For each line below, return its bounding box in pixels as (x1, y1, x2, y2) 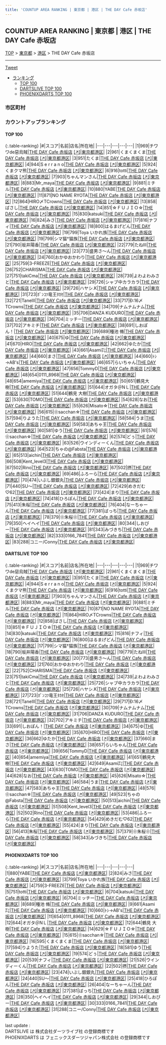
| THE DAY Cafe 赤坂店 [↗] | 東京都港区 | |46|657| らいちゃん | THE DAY (18, 359, 156, 365)
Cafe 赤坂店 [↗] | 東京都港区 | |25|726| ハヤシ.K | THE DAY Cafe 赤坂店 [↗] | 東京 (5, 686, 160, 692)
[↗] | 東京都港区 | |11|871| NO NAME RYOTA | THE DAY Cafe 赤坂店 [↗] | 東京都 (5, 193, 155, 199)
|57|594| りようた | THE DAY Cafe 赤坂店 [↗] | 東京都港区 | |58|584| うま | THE (5, 415, 155, 421)
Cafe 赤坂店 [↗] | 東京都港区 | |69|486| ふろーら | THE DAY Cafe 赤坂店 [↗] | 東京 (5, 471, 161, 477)
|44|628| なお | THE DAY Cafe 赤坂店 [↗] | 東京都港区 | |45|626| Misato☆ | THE (5, 773, 156, 779)
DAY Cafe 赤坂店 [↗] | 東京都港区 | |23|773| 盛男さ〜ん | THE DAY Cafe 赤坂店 (5, 248, 156, 254)
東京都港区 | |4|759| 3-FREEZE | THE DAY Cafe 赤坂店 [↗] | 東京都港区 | (5, 882, 142, 889)
